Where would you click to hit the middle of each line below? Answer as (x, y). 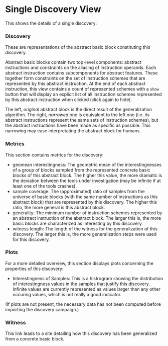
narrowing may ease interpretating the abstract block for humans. (73, 131)
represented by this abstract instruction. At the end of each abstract (75, 83)
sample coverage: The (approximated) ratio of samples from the (78, 191)
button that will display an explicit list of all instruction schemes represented (83, 95)
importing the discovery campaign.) (42, 309)
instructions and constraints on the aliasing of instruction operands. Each (81, 68)
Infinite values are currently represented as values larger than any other (87, 289)
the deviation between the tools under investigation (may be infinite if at (87, 181)
